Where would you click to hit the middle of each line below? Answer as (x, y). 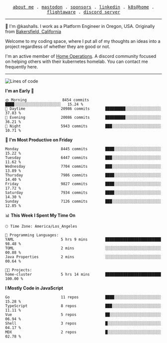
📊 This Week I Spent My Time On (40, 215)
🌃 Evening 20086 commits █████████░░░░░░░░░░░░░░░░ (83, 117)
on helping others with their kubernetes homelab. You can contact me (77, 61)
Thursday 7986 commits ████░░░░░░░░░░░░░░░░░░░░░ (83, 175)
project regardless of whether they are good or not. (58, 46)
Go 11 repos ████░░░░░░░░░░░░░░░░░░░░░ (83, 297)
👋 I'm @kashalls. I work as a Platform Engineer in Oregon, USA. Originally (80, 26)
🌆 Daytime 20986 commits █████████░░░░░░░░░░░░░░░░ (83, 109)
